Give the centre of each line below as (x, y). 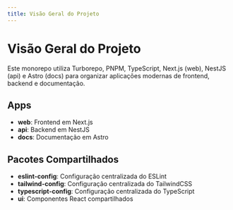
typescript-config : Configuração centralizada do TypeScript (106, 192)
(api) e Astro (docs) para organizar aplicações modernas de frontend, (108, 75)
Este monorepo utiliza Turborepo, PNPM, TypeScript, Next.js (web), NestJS (117, 68)
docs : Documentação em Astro (63, 137)
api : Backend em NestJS (53, 130)
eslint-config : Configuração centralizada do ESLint (92, 176)
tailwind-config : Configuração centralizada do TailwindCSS (105, 184)
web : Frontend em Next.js (55, 122)
